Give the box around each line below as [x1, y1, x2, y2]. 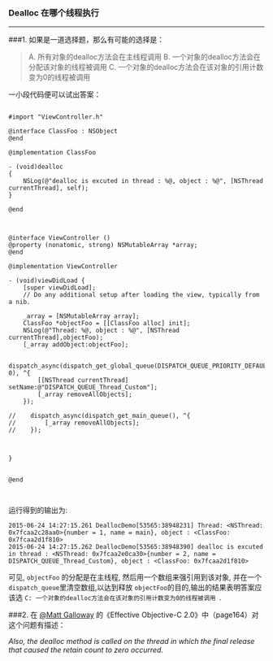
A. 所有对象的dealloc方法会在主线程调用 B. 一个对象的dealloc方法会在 [28, 52, 262, 62]
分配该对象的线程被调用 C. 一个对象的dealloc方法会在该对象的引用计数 [28, 63, 264, 72]
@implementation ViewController [8, 263, 118, 271]
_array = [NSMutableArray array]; [23, 312, 140, 320]
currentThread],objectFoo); [8, 333, 104, 342]
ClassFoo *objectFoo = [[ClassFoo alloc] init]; [23, 320, 191, 328]
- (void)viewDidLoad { [8, 276, 85, 285]
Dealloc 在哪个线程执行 [8, 7, 100, 18]
